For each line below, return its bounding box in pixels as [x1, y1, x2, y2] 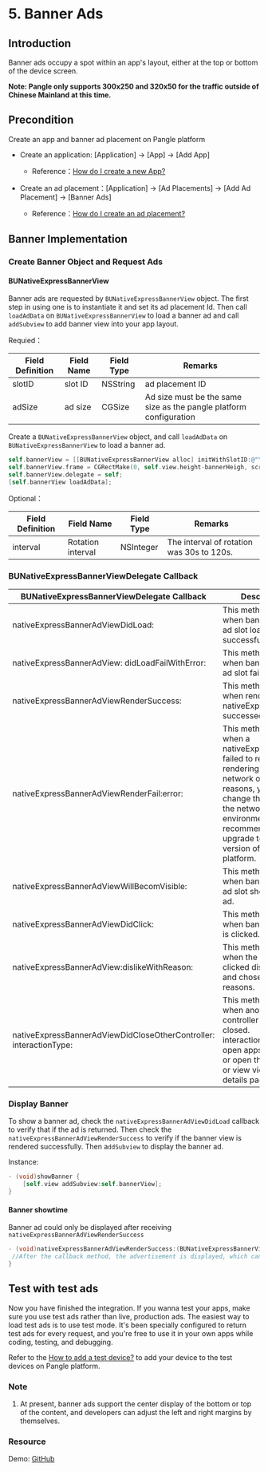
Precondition [8, 113, 74, 127]
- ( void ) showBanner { [8, 1172, 81, 1181]
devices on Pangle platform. [8, 1361, 100, 1370]
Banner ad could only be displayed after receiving [8, 1223, 171, 1232]
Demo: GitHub [8, 1454, 55, 1464]
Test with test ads [8, 1282, 99, 1295]
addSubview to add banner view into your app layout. [8, 319, 179, 329]
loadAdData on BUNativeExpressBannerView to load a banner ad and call [8, 310, 239, 320]
